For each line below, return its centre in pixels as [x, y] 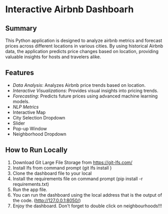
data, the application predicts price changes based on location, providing [82, 51]
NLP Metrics [26, 107]
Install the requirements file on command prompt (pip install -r [78, 179]
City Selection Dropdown [39, 117]
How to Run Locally [36, 150]
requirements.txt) [31, 184]
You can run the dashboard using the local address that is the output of [87, 195]
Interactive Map [29, 112]
